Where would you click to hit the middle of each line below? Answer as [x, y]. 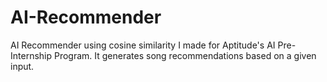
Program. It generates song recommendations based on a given [185, 55]
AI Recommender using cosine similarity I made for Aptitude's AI [143, 45]
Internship [31, 55]
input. [22, 66]
